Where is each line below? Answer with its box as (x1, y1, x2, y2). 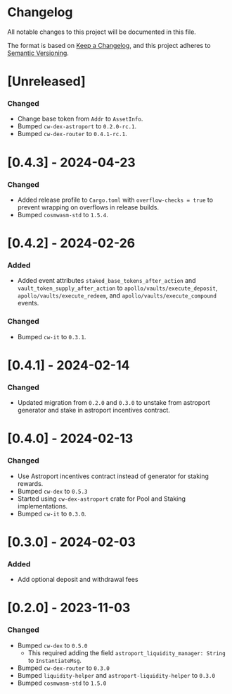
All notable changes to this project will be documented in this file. (7, 28, 197, 36)
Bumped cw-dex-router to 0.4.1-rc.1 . (17, 130, 128, 138)
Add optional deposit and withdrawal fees (17, 576, 138, 584)
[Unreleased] (7, 73, 86, 90)
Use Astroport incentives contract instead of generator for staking (17, 472, 210, 480)
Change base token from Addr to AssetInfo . (17, 114, 143, 123)
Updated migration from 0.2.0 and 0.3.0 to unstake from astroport (17, 398, 211, 407)
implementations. (17, 501, 68, 510)
